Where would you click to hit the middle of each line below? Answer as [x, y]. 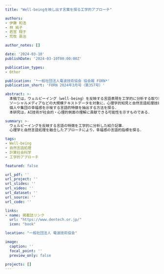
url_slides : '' [20, 184]
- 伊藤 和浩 [16, 23]
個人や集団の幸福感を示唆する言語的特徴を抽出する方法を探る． [64, 108]
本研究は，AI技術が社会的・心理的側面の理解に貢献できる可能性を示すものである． [81, 112]
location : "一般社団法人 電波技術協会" [41, 233]
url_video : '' [20, 188]
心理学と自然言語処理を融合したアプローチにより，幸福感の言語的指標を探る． [77, 130]
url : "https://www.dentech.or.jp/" [46, 220]
